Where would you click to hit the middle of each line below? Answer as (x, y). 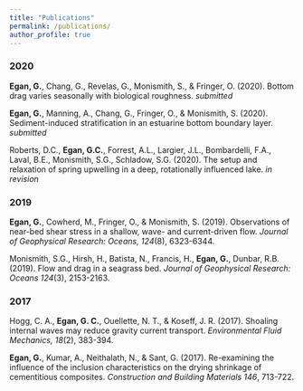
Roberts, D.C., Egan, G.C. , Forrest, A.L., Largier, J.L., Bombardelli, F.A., (140, 149)
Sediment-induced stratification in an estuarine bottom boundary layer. (142, 122)
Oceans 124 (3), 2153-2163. (60, 278)
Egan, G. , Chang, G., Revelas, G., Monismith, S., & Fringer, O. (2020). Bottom (151, 86)
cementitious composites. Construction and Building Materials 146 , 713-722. (152, 377)
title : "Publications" (52, 18)
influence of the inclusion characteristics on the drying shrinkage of (136, 367)
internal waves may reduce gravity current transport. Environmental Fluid (146, 330)
